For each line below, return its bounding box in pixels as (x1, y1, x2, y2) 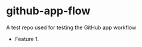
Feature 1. (14, 35, 39, 42)
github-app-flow (6, 4, 91, 18)
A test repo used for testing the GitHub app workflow (6, 24, 137, 31)
